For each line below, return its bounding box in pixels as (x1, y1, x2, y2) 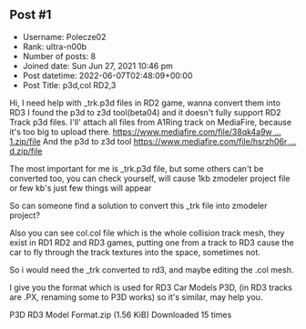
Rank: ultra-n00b (22, 41, 87, 52)
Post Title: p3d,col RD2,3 (22, 79, 117, 90)
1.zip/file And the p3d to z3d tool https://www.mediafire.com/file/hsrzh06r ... (9, 135, 297, 146)
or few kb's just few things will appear (9, 182, 152, 194)
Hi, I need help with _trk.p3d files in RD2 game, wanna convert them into (9, 97, 280, 108)
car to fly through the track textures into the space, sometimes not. (9, 246, 261, 257)
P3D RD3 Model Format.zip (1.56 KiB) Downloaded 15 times (9, 309, 232, 320)
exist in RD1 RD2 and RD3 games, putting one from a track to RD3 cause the (9, 236, 294, 248)
